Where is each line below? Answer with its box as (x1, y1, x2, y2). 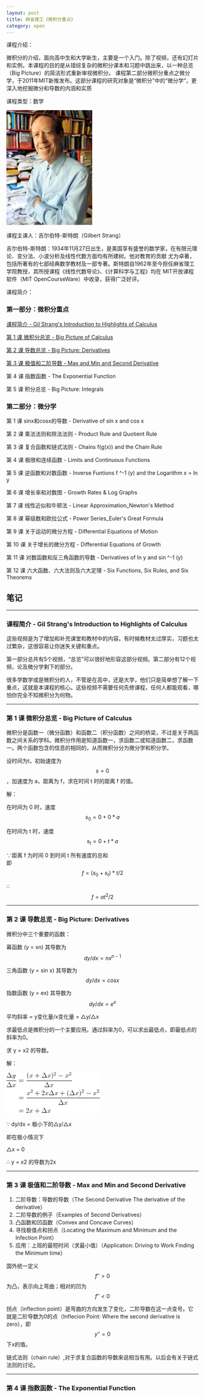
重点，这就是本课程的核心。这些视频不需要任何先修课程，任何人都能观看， (6, 684, 193, 691)
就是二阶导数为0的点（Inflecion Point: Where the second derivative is (6, 1313, 181, 1320)
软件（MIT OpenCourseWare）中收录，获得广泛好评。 (6, 275, 143, 283)
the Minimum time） (15, 1249, 66, 1257)
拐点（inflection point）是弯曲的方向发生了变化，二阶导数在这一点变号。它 (6, 1305, 194, 1312)
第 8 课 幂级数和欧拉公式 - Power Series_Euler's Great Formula (6, 515, 164, 522)
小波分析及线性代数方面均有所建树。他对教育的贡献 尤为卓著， (38, 253, 195, 260)
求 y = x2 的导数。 (6, 1047, 52, 1054)
